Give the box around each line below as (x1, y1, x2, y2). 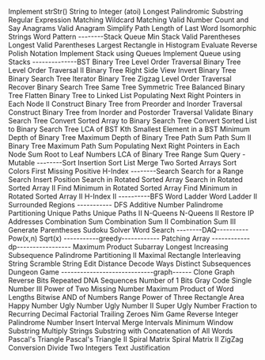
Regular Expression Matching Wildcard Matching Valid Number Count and (8, 15, 249, 25)
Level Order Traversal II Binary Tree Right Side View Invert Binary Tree (8, 66, 237, 74)
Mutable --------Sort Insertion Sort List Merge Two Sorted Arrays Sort (8, 158, 237, 167)
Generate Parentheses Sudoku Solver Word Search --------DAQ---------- (8, 225, 249, 234)
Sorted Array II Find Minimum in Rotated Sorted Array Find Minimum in (8, 184, 238, 192)
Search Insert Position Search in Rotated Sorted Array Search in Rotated (8, 175, 244, 184)
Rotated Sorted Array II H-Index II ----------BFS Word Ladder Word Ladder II (8, 191, 258, 201)
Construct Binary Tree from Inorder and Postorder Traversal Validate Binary (8, 108, 254, 117)
